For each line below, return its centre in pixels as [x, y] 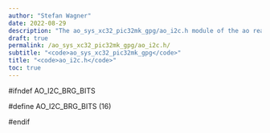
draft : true [28, 38]
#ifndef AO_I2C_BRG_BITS [52, 91]
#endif [19, 122]
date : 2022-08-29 [37, 23]
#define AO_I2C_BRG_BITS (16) [60, 106]
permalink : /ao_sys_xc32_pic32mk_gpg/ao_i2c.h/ [90, 46]
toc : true [25, 68]
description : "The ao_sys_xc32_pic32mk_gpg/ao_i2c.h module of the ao [129, 30]
